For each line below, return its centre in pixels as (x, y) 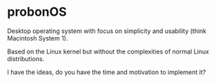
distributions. (26, 58)
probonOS (37, 12)
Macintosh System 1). (38, 38)
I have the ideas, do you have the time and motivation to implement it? (107, 72)
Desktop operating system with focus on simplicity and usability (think (107, 31)
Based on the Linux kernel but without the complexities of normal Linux (108, 51)
